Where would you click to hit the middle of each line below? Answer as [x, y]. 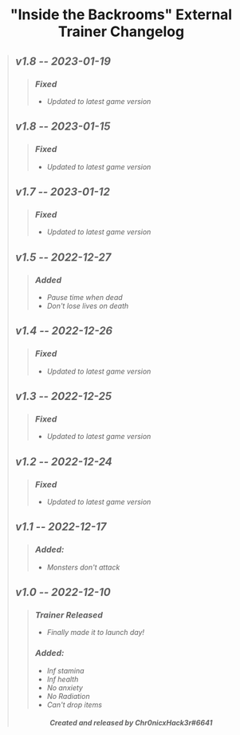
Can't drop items [75, 705]
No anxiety [65, 687]
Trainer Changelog [121, 32]
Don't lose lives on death [88, 306]
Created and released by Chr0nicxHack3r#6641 [131, 723]
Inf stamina [65, 670]
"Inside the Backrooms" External [121, 15]
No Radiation [68, 696]
